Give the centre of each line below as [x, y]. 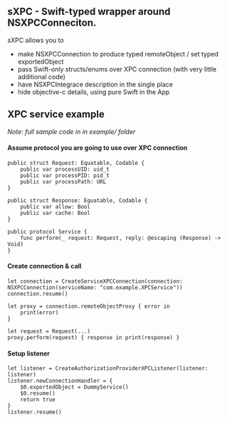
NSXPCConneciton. [52, 23]
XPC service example [56, 115]
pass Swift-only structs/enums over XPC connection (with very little [117, 69]
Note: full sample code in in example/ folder [72, 131]
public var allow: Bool [56, 206]
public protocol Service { [47, 231]
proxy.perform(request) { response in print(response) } [94, 338]
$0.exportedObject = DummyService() [75, 387]
